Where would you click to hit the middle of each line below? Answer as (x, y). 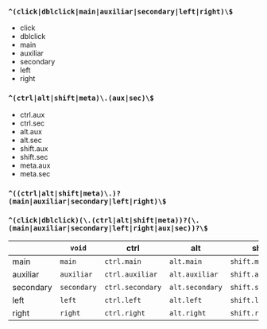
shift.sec (34, 157)
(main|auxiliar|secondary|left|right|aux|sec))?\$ (108, 228)
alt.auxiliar (194, 274)
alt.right (188, 313)
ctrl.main (123, 261)
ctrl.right (125, 313)
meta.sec (35, 173)
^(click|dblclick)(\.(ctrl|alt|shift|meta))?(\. (104, 221)
